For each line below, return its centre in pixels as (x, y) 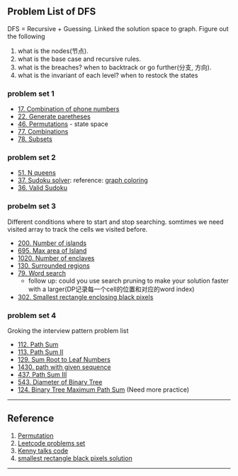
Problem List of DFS (52, 12)
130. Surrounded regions (53, 266)
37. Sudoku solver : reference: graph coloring (83, 181)
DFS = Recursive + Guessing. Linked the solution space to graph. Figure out (118, 28)
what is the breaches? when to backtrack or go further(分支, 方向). (114, 67)
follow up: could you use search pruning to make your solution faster (128, 280)
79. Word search (41, 273)
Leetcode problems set (51, 443)
